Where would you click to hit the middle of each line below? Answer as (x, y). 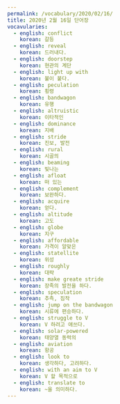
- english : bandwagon (45, 98)
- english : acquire (42, 202)
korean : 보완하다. (43, 195)
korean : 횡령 (37, 91)
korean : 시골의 (39, 156)
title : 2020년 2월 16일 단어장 (48, 20)
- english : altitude (43, 215)
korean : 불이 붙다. (45, 78)
